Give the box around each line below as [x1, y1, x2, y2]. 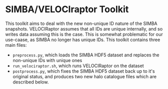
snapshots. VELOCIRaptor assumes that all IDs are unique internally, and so [5, 25, 163, 32]
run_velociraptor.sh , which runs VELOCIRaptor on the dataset [12, 63, 144, 69]
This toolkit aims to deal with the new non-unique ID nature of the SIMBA [5, 20, 157, 26]
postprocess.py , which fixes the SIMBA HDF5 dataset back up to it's [12, 68, 155, 74]
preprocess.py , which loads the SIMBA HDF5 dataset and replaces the [12, 52, 160, 58]
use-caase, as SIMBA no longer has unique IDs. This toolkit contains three [5, 37, 160, 43]
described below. [12, 79, 49, 85]
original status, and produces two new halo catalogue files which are [12, 73, 157, 79]
